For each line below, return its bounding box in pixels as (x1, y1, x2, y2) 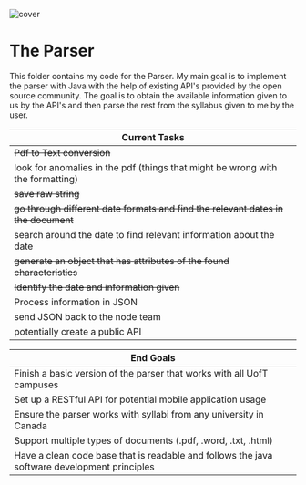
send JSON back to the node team (14, 310, 161, 323)
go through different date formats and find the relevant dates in (14, 201, 284, 214)
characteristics (14, 265, 78, 278)
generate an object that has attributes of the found (14, 254, 229, 267)
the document (14, 213, 75, 226)
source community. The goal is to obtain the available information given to (9, 89, 288, 100)
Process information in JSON (14, 295, 138, 308)
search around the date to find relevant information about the (14, 228, 275, 241)
